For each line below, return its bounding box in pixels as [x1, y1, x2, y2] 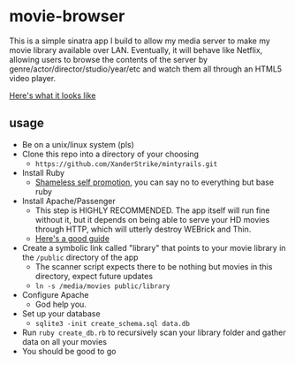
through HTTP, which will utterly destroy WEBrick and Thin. [34, 224, 252, 234]
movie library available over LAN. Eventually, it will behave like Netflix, [9, 44, 263, 55]
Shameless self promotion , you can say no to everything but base [34, 177, 275, 187]
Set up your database [21, 308, 101, 319]
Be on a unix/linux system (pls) [21, 139, 135, 149]
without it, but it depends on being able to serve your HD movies [34, 214, 270, 224]
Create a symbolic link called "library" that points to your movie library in [21, 242, 286, 253]
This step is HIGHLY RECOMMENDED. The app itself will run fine [34, 205, 270, 216]
